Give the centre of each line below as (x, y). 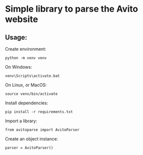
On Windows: (19, 67)
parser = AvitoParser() (29, 148)
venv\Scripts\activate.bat (32, 76)
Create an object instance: (32, 139)
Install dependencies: (27, 103)
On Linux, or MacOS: (26, 85)
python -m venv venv (26, 58)
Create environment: (26, 49)
